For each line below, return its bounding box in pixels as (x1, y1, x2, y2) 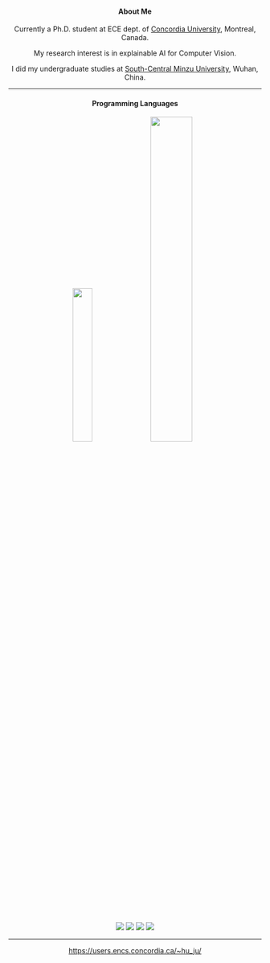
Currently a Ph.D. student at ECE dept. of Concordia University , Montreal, (14, 24, 256, 34)
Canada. (121, 33, 149, 43)
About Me (117, 6, 153, 16)
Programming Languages (92, 98, 178, 108)
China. (124, 72, 146, 82)
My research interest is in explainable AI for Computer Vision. (33, 48, 237, 58)
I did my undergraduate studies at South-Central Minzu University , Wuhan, (11, 64, 259, 74)
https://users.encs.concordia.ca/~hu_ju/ (67, 945, 202, 955)
